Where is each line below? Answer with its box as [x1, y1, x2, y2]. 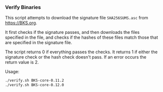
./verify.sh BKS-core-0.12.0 [5, 83, 64, 88]
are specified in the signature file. [5, 40, 72, 46]
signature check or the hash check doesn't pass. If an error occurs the [5, 54, 147, 60]
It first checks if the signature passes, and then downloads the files [5, 30, 140, 35]
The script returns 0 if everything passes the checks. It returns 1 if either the [5, 49, 158, 55]
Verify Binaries [5, 4, 41, 11]
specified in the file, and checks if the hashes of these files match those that [5, 34, 158, 40]
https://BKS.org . [5, 20, 37, 26]
